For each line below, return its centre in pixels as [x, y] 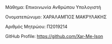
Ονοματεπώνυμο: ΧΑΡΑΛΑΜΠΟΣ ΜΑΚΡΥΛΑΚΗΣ [56, 17]
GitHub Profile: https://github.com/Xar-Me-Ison [54, 36]
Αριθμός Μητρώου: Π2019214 [36, 26]
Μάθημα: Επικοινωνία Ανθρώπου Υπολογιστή [53, 7]
